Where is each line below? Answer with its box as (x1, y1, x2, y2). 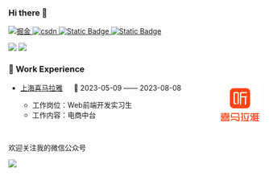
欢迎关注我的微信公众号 (8, 142, 86, 152)
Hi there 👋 (8, 7, 48, 18)
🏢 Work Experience (8, 63, 85, 75)
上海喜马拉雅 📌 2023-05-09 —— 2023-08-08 (19, 83, 182, 92)
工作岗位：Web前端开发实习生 (31, 100, 133, 109)
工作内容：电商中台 (31, 110, 97, 120)
